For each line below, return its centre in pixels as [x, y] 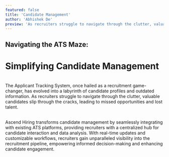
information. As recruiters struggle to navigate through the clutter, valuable [82, 96]
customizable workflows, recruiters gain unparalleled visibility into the [77, 138]
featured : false [22, 10]
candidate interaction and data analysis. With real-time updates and [75, 133]
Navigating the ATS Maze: [47, 44]
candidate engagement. [30, 149]
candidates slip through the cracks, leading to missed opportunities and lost [84, 101]
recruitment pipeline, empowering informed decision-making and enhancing [84, 143]
